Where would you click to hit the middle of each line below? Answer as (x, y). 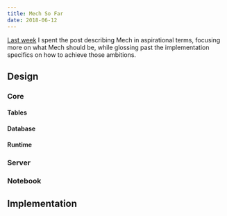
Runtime (20, 144)
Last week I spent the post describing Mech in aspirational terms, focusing (114, 40)
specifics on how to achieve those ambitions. (72, 55)
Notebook (24, 181)
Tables (17, 113)
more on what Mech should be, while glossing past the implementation (108, 47)
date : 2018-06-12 (32, 20)
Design (23, 76)
